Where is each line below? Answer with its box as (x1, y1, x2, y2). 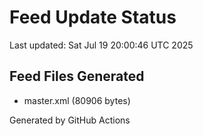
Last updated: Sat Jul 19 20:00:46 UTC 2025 (9, 39, 194, 51)
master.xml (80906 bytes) (23, 94, 131, 106)
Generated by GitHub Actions (9, 114, 131, 126)
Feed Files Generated (9, 68, 145, 85)
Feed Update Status (9, 6, 177, 29)
